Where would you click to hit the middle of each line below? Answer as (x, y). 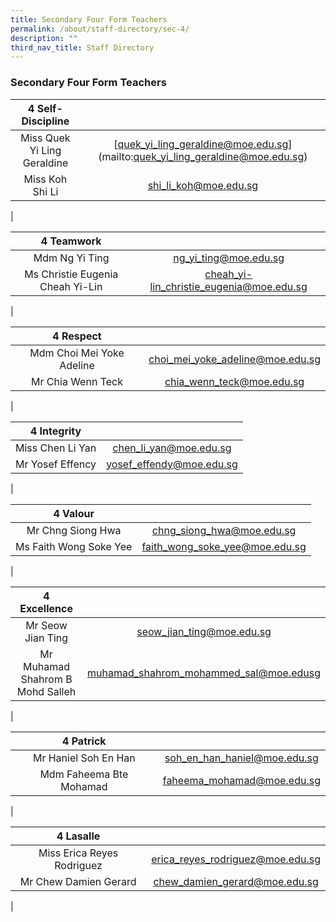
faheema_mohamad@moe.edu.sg (241, 780)
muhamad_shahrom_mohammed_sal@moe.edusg (204, 673)
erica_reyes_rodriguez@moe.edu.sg (236, 859)
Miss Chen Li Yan (56, 448)
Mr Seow (46, 625)
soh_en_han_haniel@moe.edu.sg (241, 758)
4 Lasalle (78, 836)
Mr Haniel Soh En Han (84, 758)
